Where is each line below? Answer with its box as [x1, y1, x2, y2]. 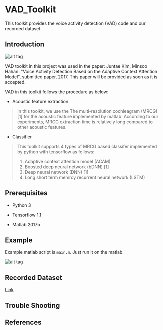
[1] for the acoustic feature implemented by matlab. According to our [17, 113, 159, 119]
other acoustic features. [17, 124, 67, 130]
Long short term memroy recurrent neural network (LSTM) [24, 174, 145, 180]
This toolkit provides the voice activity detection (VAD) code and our [5, 20, 146, 26]
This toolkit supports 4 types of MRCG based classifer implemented [17, 143, 157, 149]
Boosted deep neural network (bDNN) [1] [24, 164, 109, 170]
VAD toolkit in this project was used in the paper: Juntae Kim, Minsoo [5, 63, 147, 69]
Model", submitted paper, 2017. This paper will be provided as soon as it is [5, 74, 158, 80]
